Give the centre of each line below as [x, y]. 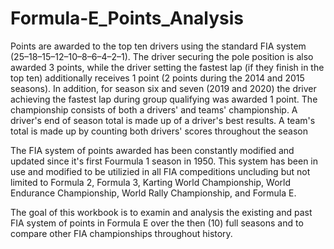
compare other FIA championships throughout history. [121, 233]
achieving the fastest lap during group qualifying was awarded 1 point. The [164, 99]
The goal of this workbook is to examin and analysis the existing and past [161, 212]
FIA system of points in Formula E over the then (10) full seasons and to [157, 223]
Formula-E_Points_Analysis [127, 18]
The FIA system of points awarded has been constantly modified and [152, 150]
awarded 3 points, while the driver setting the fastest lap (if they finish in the [167, 67]
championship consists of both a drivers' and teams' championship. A [154, 109]
